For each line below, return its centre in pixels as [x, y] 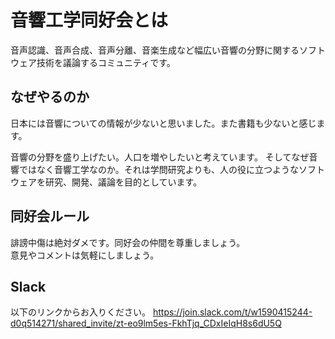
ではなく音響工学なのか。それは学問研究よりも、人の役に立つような [159, 169]
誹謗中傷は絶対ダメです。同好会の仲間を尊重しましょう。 [126, 242]
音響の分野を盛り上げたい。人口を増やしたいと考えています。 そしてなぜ [160, 157]
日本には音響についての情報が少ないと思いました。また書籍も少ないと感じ [163, 123]
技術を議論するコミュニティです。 [106, 62]
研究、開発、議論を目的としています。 [123, 182]
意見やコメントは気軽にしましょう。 [85, 255]
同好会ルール [50, 216]
